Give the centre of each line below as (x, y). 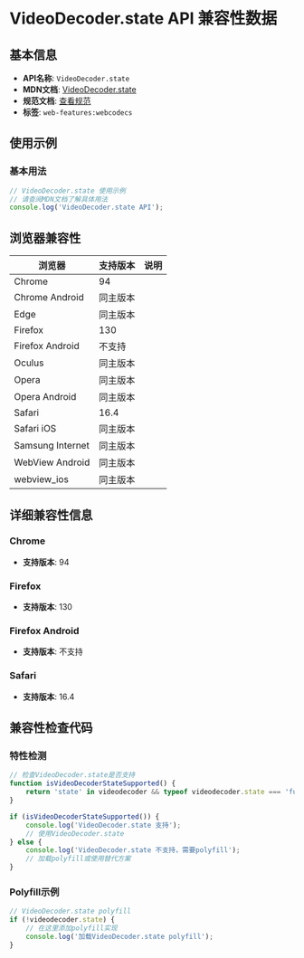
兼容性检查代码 (51, 728)
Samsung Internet (52, 446)
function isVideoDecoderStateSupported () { (93, 783)
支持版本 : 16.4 (48, 697)
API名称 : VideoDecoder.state (76, 78)
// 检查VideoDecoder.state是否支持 (72, 775)
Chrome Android (49, 298)
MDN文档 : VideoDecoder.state (80, 90)
